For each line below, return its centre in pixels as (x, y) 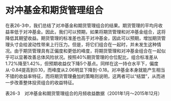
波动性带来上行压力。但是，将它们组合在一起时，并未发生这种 (92, 44)
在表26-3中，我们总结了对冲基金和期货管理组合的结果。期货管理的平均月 (82, 25)
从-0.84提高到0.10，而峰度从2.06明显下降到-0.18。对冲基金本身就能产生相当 (85, 70)
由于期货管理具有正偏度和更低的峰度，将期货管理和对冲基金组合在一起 (88, 51)
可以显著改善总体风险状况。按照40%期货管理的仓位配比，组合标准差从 (84, 57)
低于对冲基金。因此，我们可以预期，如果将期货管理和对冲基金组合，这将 (90, 31)
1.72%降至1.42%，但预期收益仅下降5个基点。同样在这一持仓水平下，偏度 (82, 63)
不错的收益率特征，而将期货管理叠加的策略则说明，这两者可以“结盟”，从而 (83, 76)
